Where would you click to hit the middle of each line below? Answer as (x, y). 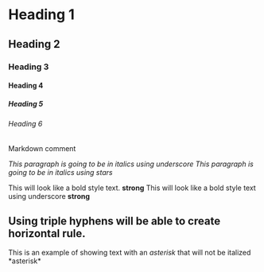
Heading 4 (26, 86)
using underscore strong (49, 196)
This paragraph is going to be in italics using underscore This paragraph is (131, 164)
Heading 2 (35, 44)
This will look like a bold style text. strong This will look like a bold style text (132, 188)
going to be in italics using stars (60, 172)
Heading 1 (42, 15)
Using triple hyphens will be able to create (115, 221)
